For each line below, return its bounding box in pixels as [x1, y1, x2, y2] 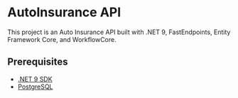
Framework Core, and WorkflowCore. [7, 35, 117, 43]
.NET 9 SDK [17, 75, 53, 83]
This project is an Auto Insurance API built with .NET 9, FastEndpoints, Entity [7, 28, 231, 36]
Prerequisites [7, 56, 68, 68]
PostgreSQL [17, 82, 53, 91]
